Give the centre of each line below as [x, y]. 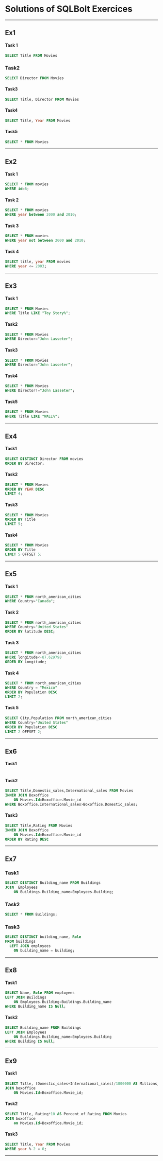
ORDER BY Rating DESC [27, 839]
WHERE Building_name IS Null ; [36, 1006]
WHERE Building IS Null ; [30, 1041]
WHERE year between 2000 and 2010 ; [41, 215]
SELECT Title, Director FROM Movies [42, 99]
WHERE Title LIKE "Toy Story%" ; [38, 313]
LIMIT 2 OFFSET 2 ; [24, 732]
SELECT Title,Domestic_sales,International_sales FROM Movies [69, 791]
